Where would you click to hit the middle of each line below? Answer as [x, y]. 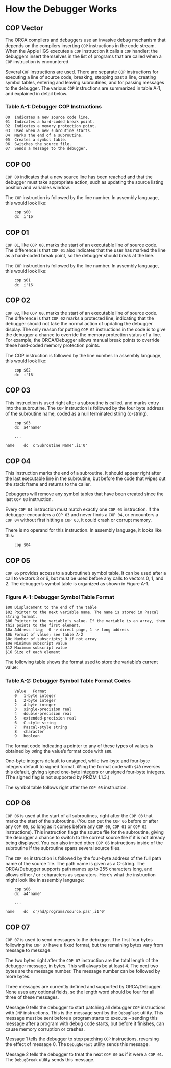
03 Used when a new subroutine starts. [49, 131]
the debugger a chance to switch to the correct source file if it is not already [85, 837]
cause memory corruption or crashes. [45, 1029]
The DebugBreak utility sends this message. [50, 1060]
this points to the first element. [43, 626]
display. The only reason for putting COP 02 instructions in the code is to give [86, 329]
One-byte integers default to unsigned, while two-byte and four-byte [78, 761]
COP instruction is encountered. [38, 62]
